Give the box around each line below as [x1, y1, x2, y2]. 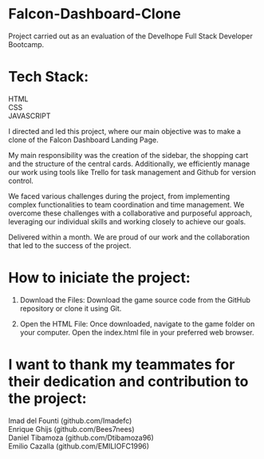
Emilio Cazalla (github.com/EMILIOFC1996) [8, 441, 150, 451]
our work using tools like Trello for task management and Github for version [8, 167, 257, 176]
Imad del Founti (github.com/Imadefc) [8, 416, 132, 425]
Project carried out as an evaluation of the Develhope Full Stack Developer [8, 31, 253, 41]
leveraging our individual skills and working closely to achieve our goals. [8, 216, 246, 226]
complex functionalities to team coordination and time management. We [8, 200, 245, 209]
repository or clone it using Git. [19, 303, 122, 313]
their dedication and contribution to [8, 373, 249, 390]
